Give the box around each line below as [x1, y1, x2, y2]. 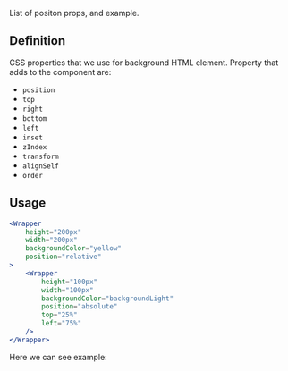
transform [21, 152, 60, 161]
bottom [21, 114, 47, 123]
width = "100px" [41, 285, 94, 294]
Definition [9, 33, 65, 48]
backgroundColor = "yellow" [25, 244, 123, 253]
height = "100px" [41, 277, 98, 286]
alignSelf [21, 161, 60, 171]
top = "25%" [41, 310, 78, 320]
